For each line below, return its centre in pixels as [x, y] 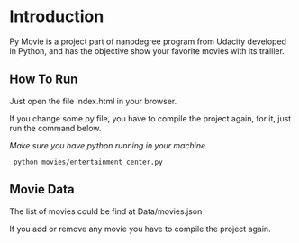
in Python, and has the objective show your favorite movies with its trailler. [147, 50]
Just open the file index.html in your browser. [93, 101]
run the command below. [55, 128]
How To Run [44, 80]
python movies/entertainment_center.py [88, 162]
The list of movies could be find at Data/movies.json [106, 211]
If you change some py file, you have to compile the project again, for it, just [150, 118]
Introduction [57, 17]
